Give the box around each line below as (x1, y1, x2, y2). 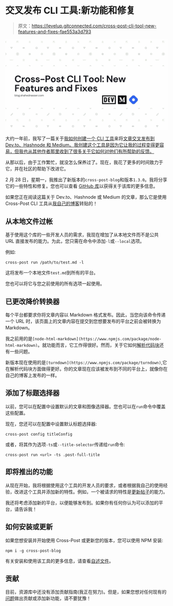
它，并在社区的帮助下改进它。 (5, 166, 68, 172)
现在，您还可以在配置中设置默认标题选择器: (5, 421, 97, 427)
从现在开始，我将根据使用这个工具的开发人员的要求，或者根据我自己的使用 (5, 482, 163, 488)
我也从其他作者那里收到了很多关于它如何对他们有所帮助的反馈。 (19, 148, 154, 154)
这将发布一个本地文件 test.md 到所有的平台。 (5, 270, 99, 276)
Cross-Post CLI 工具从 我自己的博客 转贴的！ (5, 200, 98, 206)
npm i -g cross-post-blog (5, 548, 61, 553)
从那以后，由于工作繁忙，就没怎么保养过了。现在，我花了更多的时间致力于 (5, 159, 163, 165)
